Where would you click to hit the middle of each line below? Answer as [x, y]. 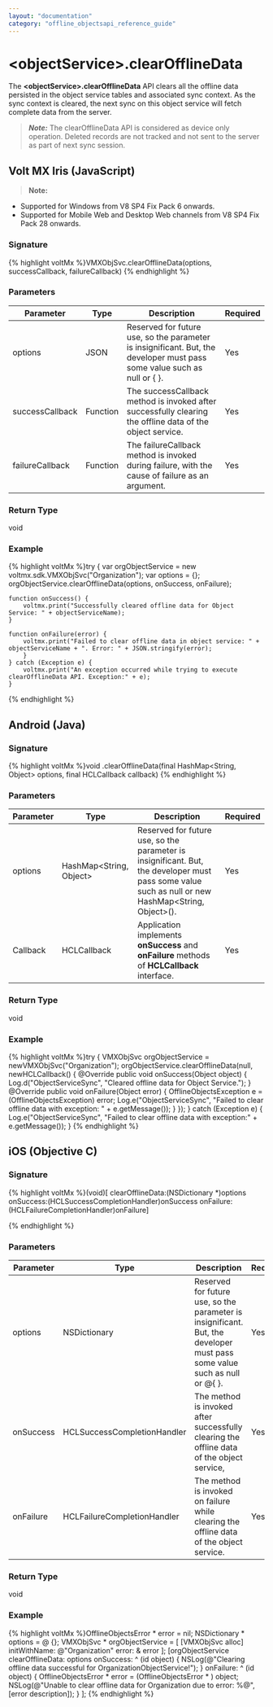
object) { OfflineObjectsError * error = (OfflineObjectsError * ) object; [123, 1676]
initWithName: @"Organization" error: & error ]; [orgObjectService [119, 1650]
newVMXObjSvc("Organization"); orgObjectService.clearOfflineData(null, [131, 1066]
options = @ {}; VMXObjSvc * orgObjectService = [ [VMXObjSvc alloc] [126, 1642]
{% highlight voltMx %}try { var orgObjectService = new [102, 567]
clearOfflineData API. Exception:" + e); [80, 677]
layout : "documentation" [50, 16]
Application [159, 925]
